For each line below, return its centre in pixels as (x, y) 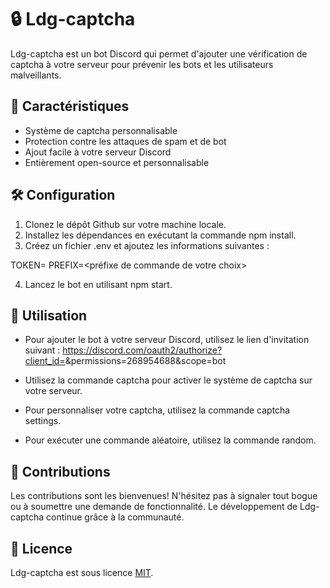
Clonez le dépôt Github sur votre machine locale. (125, 224)
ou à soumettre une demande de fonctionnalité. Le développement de (154, 507)
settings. (43, 421)
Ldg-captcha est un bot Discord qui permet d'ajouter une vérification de (159, 53)
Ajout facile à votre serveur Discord (98, 152)
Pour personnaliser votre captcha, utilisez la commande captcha (157, 410)
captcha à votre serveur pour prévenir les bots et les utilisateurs (142, 64)
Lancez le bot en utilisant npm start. (98, 284)
